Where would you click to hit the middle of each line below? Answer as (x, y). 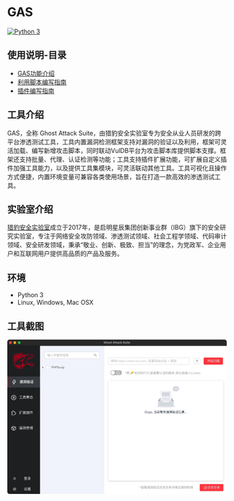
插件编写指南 (36, 91)
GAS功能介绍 (36, 73)
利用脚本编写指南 (42, 82)
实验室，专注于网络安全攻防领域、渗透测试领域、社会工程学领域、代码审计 (120, 236)
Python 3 (30, 295)
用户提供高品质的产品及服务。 (80, 254)
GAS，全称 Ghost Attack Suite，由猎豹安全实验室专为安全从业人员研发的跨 (114, 133)
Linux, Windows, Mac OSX (55, 302)
